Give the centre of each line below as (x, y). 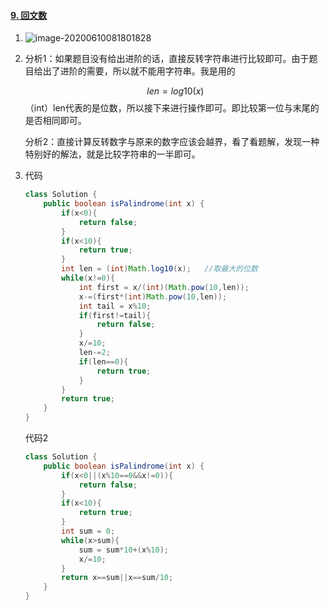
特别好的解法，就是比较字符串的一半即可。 (112, 154)
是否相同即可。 (55, 121)
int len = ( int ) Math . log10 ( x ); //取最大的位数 (159, 269)
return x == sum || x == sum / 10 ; (117, 578)
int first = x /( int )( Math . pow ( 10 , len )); (164, 287)
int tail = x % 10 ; (115, 306)
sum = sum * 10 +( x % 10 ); (123, 550)
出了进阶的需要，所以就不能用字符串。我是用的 (139, 71)
